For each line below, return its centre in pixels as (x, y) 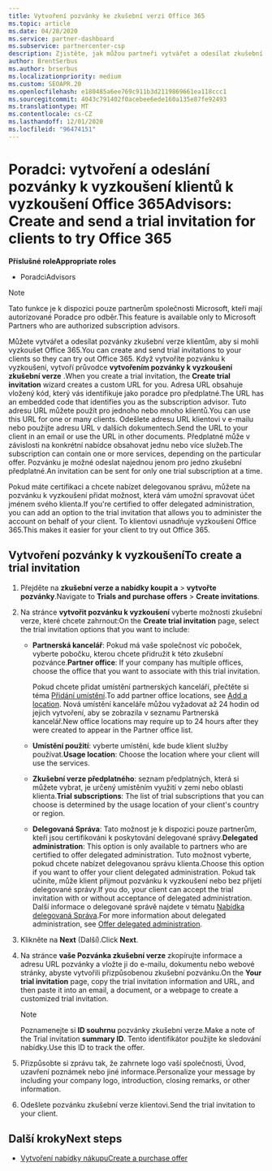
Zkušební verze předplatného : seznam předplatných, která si (136, 778)
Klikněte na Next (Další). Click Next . (79, 939)
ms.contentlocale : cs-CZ (50, 115)
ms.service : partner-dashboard (61, 39)
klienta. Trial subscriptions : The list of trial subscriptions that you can (148, 796)
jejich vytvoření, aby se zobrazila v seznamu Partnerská (125, 713)
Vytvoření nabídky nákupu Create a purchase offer (104, 1158)
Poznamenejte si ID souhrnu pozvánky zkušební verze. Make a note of (138, 1030)
